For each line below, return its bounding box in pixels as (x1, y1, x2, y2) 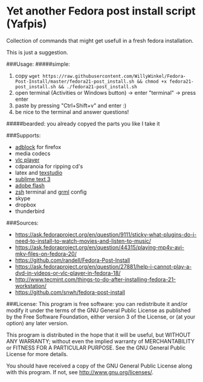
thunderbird (14, 207, 45, 215)
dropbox (14, 201, 36, 208)
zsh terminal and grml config (14, 188, 87, 196)
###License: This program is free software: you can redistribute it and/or (6, 300, 188, 307)
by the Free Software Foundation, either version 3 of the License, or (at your (6, 313, 196, 320)
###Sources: (6, 219, 39, 226)
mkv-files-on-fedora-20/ (14, 250, 77, 257)
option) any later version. (6, 319, 68, 326)
